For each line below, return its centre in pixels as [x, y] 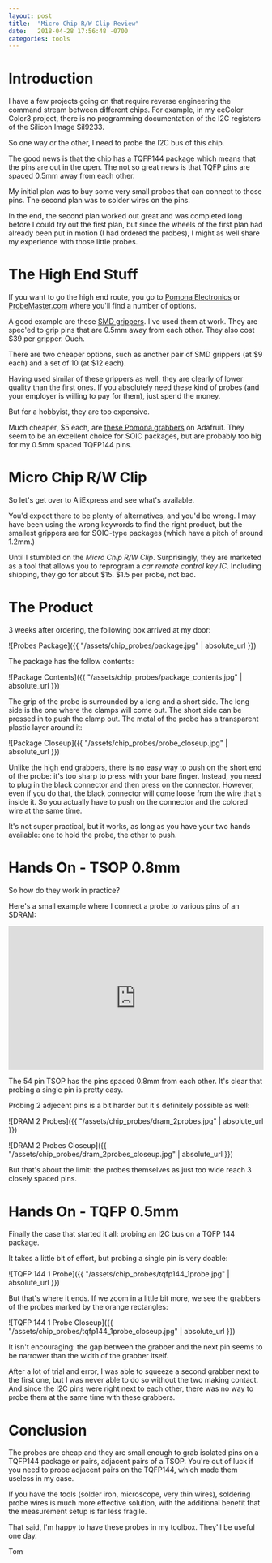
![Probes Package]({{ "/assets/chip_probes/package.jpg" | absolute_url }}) [132, 645]
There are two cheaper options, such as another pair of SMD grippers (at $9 [136, 355]
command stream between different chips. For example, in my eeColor [126, 110]
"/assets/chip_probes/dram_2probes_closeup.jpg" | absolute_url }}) [121, 1155]
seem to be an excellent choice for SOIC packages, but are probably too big [135, 436]
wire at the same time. [45, 810]
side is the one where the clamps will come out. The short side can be [125, 710]
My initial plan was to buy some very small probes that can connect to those [135, 192]
